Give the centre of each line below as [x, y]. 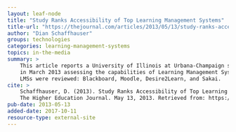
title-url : [23, 27]
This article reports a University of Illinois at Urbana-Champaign [122, 66]
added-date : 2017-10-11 [42, 111]
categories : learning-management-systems [69, 46]
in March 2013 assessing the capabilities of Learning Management [119, 72]
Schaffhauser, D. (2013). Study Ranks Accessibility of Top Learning [124, 91]
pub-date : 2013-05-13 [39, 105]
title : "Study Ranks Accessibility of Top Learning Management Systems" [116, 20]
